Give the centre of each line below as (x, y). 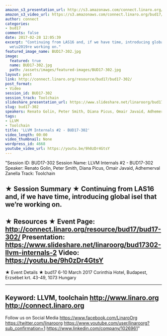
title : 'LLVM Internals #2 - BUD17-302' (48, 130)
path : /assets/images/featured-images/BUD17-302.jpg (65, 70)
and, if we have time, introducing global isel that (81, 197)
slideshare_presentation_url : (37, 103)
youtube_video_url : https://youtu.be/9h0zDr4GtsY (58, 149)
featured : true (25, 61)
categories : (17, 24)
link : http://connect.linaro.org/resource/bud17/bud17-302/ (69, 79)
